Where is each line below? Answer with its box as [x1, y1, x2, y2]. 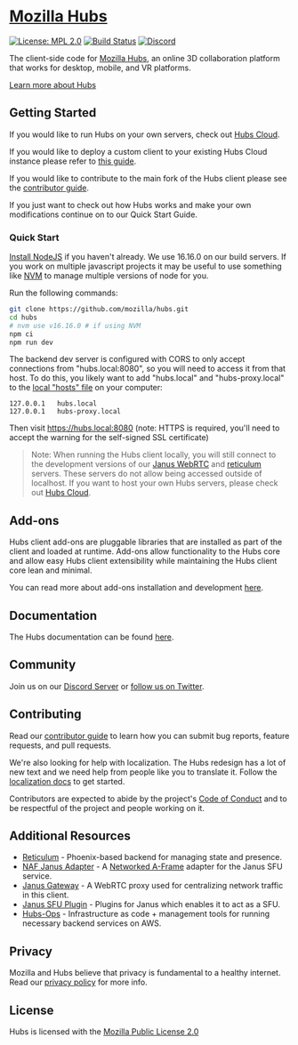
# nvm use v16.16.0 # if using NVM [9, 321, 141, 330]
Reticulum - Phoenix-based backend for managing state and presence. [21, 852, 283, 863]
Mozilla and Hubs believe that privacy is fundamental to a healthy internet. [9, 968, 281, 978]
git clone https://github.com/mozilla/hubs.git [9, 305, 189, 314]
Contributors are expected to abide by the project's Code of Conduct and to [9, 793, 287, 804]
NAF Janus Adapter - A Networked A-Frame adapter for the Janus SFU [21, 861, 283, 872]
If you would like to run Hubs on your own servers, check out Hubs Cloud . [9, 129, 280, 140]
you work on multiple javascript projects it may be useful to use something [9, 261, 282, 272]
